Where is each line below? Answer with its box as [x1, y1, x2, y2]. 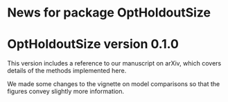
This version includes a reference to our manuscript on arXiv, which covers [7, 59, 222, 68]
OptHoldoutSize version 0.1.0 [7, 37, 179, 52]
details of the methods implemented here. [7, 67, 127, 75]
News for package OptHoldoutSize [7, 5, 211, 21]
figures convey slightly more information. [7, 88, 125, 96]
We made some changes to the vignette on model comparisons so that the [7, 80, 220, 88]
